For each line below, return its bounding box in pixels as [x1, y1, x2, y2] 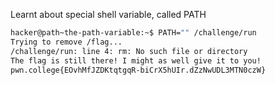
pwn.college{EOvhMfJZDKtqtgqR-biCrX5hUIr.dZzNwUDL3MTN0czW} [10, 65, 267, 75]
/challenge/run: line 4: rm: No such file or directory [10, 46, 248, 56]
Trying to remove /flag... [10, 37, 123, 47]
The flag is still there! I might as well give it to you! [10, 55, 262, 66]
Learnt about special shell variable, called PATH [10, 9, 207, 20]
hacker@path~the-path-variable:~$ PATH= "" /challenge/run [10, 28, 257, 38]
